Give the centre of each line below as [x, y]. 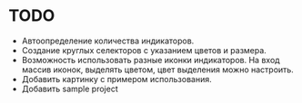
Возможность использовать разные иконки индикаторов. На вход [151, 60]
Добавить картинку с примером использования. [117, 79]
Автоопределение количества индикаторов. [108, 41]
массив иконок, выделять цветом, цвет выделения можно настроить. [158, 70]
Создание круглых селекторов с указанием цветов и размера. [144, 50]
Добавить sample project [70, 89]
